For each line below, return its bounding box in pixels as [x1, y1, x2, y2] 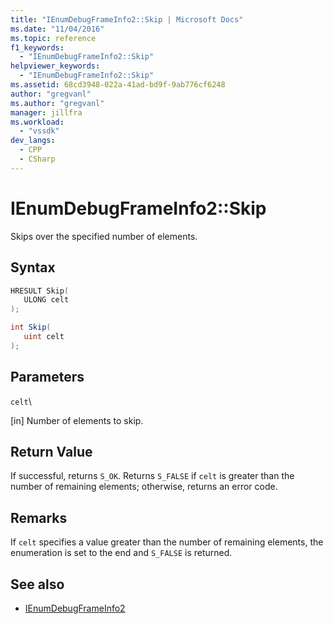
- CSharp [19, 154, 56, 164]
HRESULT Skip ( [10, 286, 70, 296]
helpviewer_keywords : [10, 61, 101, 71]
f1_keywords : [10, 42, 65, 53]
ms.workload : [10, 117, 65, 127]
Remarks [10, 509, 68, 526]
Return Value [10, 443, 93, 460]
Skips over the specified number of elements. [10, 230, 198, 242]
